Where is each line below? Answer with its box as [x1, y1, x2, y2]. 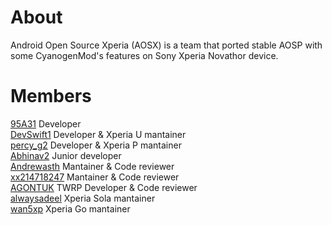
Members [10, 85, 92, 108]
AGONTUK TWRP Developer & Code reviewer [10, 181, 198, 193]
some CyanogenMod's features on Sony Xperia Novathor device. [10, 49, 279, 61]
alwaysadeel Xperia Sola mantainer [10, 192, 156, 204]
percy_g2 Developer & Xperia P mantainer [10, 139, 182, 151]
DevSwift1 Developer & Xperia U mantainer [10, 128, 187, 140]
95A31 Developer [10, 117, 82, 130]
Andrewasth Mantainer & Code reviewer [10, 160, 175, 172]
